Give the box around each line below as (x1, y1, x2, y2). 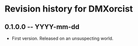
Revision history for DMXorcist (4, 3, 134, 15)
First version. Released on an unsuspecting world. (11, 35, 114, 41)
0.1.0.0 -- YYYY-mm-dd (4, 23, 80, 31)
